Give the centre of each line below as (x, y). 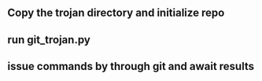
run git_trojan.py (49, 40)
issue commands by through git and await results (131, 66)
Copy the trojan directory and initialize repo (116, 13)
